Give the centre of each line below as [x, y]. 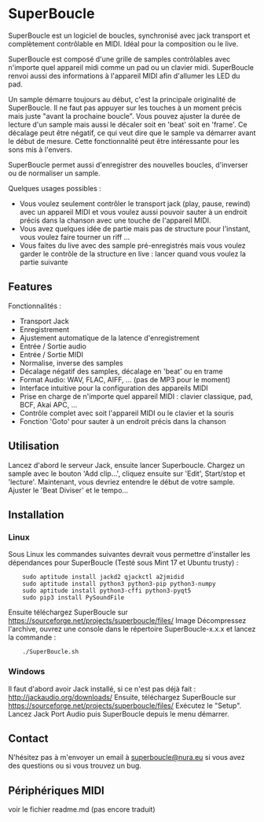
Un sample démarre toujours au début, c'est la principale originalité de [122, 99]
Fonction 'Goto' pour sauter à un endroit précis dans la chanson [123, 421]
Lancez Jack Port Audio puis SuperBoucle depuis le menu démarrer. [119, 713]
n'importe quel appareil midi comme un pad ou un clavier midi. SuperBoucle [131, 67]
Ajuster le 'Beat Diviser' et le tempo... [68, 490]
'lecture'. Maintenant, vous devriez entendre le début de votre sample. [122, 481]
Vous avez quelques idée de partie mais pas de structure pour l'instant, [135, 228]
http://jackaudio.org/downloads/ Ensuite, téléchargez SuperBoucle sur [122, 697]
